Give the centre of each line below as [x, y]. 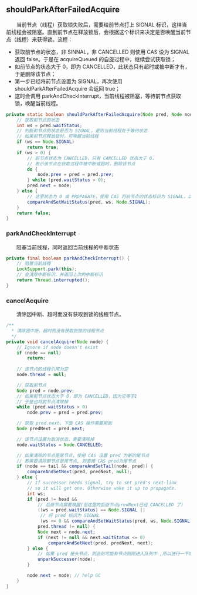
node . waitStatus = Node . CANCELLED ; [60, 445]
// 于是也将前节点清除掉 [43, 402]
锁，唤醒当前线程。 [38, 103]
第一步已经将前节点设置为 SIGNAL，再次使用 [69, 81]
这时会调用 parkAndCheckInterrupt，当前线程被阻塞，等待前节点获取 [98, 96]
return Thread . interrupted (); [54, 280]
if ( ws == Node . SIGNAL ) [46, 142]
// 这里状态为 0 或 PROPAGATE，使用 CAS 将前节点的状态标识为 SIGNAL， [108, 197]
